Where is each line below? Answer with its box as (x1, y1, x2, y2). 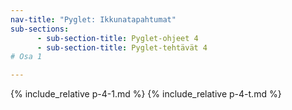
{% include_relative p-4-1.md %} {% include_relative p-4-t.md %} (10, 88, 282, 100)
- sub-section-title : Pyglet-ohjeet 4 (36, 33, 199, 43)
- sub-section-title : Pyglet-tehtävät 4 (36, 42, 208, 53)
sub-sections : (10, 24, 70, 34)
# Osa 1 (10, 52, 43, 62)
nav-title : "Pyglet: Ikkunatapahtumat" (10, 14, 177, 25)
